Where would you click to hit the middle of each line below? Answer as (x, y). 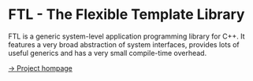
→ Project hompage (40, 68)
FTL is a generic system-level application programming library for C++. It (127, 36)
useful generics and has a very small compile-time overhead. (108, 53)
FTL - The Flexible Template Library (126, 15)
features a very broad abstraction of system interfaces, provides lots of (124, 44)
